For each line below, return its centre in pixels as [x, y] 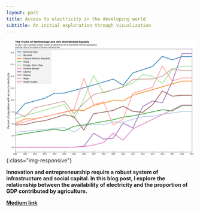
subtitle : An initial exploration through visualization [79, 25]
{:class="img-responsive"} [39, 160]
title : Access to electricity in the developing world [76, 19]
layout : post [22, 13]
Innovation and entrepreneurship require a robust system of [82, 172]
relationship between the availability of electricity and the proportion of [97, 185]
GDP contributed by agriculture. [47, 191]
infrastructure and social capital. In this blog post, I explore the [86, 178]
